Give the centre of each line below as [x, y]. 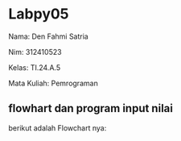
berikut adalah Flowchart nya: [58, 128]
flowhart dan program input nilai [90, 108]
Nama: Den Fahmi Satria [48, 36]
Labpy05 [39, 14]
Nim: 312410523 [35, 52]
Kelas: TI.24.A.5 [35, 67]
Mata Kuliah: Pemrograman [53, 83]
